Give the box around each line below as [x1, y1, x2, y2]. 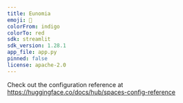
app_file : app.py [7, 49, 57, 56]
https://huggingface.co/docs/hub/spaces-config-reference [7, 88, 176, 96]
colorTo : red [7, 29, 45, 37]
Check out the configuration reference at [7, 80, 124, 88]
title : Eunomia [7, 10, 51, 17]
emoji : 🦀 [7, 17, 32, 24]
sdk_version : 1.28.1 [7, 42, 67, 49]
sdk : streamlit [7, 36, 51, 43]
